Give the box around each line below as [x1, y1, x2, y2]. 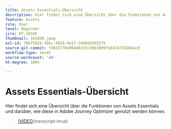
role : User [5, 21, 28, 27]
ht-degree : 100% [5, 60, 40, 65]
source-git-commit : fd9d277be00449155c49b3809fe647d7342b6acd [5, 45, 140, 50]
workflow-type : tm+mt [5, 50, 51, 55]
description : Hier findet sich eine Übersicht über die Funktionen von [5, 12, 160, 17]
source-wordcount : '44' [5, 55, 56, 60]
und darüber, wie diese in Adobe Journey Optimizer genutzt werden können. [5, 108, 166, 115]
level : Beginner [5, 27, 40, 32]
